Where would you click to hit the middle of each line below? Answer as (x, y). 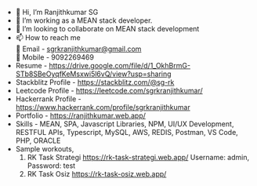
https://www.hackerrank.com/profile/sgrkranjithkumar (103, 107)
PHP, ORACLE (38, 140)
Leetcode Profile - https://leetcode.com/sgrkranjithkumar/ (109, 91)
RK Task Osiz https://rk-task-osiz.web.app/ (97, 174)
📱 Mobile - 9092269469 (54, 57)
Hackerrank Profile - (48, 99)
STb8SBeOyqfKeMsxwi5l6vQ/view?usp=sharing (93, 74)
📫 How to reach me (48, 38)
